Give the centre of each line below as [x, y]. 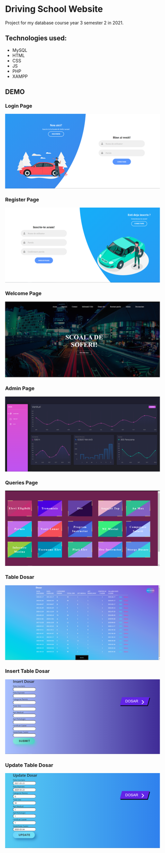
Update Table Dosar [29, 765]
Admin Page [20, 388]
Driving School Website [54, 9]
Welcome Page [23, 294]
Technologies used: [36, 38]
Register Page [22, 200]
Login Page [19, 106]
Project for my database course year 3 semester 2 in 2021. [64, 23]
